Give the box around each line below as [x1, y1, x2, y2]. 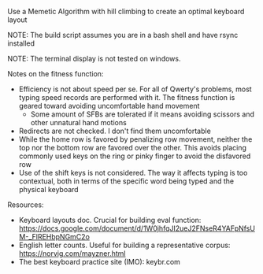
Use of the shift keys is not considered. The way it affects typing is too [18, 168, 248, 177]
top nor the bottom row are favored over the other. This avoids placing [18, 143, 247, 152]
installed [7, 39, 35, 48]
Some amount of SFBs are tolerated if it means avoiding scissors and [30, 109, 255, 119]
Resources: [7, 200, 44, 209]
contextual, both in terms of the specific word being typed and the [18, 176, 234, 186]
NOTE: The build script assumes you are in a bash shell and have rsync [7, 31, 239, 39]
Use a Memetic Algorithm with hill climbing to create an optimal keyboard [7, 7, 245, 16]
